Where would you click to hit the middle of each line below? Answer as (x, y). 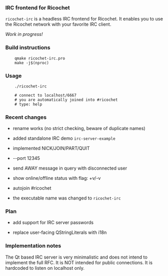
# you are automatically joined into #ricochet (66, 100)
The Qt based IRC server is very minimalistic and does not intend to (76, 257)
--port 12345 (26, 158)
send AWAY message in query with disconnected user (70, 168)
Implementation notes (33, 246)
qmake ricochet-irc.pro (40, 58)
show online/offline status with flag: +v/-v (57, 178)
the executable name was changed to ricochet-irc (67, 198)
